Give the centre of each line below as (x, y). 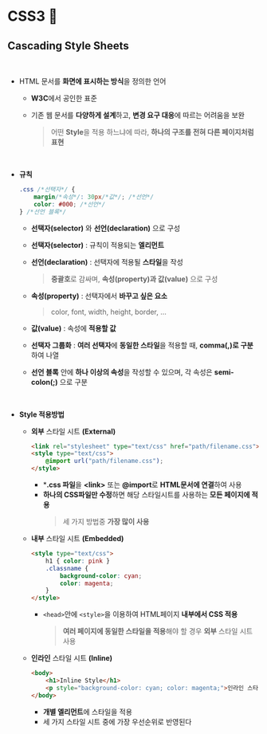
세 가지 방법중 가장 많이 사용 (106, 522)
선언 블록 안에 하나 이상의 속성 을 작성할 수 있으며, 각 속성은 (122, 372)
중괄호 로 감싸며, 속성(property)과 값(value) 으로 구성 (134, 279)
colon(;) (44, 382)
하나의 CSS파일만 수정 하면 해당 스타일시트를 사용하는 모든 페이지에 (146, 495)
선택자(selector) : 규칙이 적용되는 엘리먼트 (98, 245)
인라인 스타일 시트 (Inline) (72, 658)
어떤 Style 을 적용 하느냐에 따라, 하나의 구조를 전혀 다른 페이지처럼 (152, 132)
